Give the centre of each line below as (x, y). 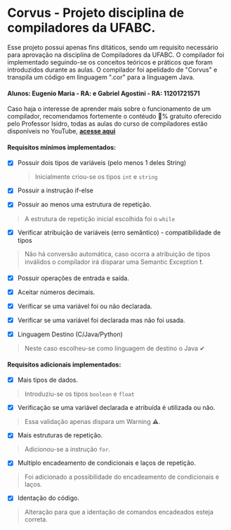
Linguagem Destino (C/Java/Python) (70, 334)
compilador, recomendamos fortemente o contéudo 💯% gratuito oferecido (114, 117)
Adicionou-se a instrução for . (67, 449)
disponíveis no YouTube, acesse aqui (61, 131)
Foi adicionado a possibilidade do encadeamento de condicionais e (122, 477)
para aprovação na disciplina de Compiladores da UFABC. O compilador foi (116, 55)
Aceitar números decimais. (56, 292)
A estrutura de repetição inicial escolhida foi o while (100, 218)
